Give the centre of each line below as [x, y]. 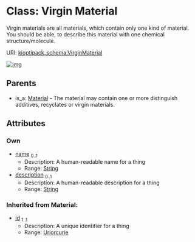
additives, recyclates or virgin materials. [65, 104]
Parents [21, 83]
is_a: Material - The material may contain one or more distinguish [96, 98]
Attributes [26, 123]
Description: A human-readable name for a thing [85, 162]
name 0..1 [26, 155]
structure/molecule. [31, 41]
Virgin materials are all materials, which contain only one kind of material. [98, 28]
